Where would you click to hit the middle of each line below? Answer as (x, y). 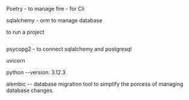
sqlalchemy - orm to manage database (54, 20)
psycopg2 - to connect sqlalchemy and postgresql (69, 49)
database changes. (30, 90)
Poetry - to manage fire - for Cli (45, 9)
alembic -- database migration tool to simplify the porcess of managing (95, 84)
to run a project (25, 32)
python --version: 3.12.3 (36, 72)
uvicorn (16, 61)
